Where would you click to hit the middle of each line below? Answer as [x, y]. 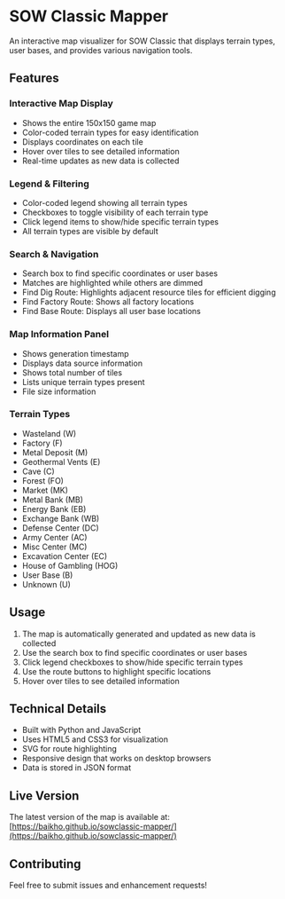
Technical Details [58, 709]
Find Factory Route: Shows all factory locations [108, 302]
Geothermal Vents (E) [61, 461]
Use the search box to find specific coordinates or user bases [135, 652]
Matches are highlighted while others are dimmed [112, 283]
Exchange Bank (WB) [61, 518]
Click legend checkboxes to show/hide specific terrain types [132, 662]
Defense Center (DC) [60, 528]
